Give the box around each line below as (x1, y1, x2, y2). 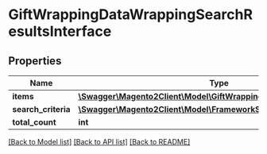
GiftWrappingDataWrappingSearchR (8, 6, 253, 24)
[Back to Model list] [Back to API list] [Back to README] (8, 137, 191, 146)
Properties (8, 54, 62, 67)
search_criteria (12, 104, 71, 114)
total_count (12, 117, 56, 128)
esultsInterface (8, 22, 112, 40)
